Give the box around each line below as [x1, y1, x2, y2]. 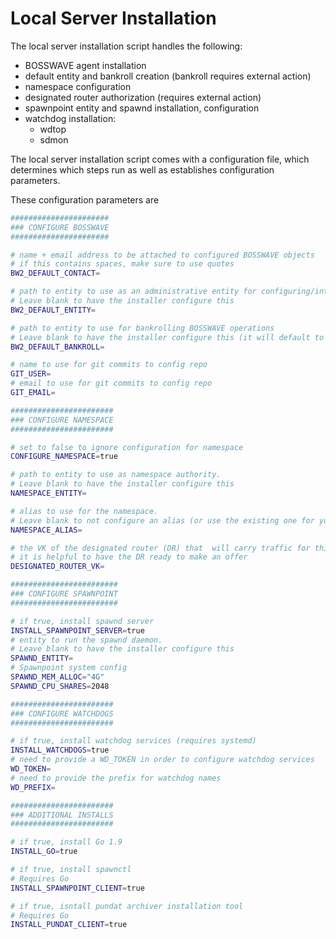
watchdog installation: [24, 112, 117, 124]
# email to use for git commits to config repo [10, 378, 213, 389]
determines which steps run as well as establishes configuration [10, 163, 275, 176]
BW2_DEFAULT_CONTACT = [10, 268, 101, 279]
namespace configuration [24, 80, 132, 92]
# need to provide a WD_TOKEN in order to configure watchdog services [10, 755, 315, 765]
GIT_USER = [10, 369, 52, 379]
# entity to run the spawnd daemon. [10, 635, 163, 645]
